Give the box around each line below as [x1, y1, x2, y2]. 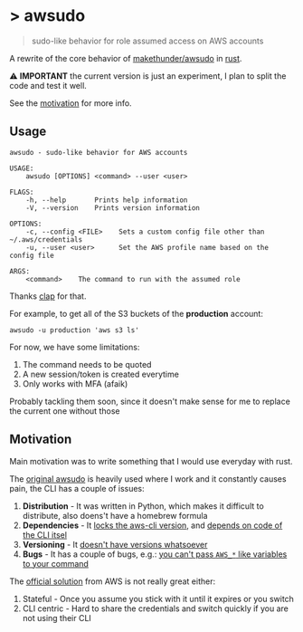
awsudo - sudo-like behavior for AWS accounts [9, 148, 188, 157]
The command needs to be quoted [22, 359, 152, 369]
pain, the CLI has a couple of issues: [9, 483, 145, 493]
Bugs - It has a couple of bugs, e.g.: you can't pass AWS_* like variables [22, 549, 288, 560]
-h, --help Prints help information [25, 196, 188, 205]
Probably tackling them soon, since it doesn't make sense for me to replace [9, 396, 291, 407]
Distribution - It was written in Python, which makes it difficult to [22, 500, 264, 512]
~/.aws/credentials [9, 235, 83, 244]
